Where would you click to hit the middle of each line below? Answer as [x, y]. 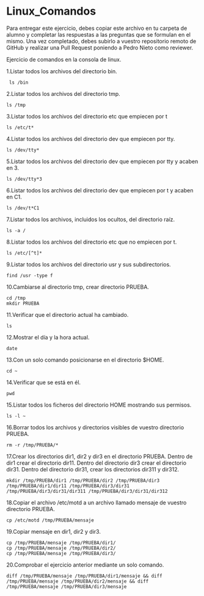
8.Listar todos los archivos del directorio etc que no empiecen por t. [92, 242]
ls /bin [19, 82]
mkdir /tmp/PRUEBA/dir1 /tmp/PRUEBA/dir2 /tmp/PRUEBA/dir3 [83, 481]
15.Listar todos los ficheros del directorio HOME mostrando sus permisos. [99, 405]
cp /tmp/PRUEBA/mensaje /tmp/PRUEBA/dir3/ [61, 553]
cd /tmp [16, 298]
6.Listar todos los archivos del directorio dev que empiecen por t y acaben [100, 190]
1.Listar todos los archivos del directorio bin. [62, 71]
